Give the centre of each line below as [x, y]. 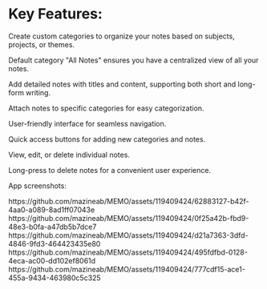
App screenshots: [37, 186]
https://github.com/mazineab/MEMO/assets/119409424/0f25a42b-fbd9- [129, 218]
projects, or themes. [41, 44]
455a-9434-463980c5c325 [55, 278]
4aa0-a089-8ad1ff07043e [52, 210]
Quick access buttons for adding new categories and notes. [107, 139]
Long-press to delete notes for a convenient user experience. [109, 170]
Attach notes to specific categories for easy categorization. [106, 108]
